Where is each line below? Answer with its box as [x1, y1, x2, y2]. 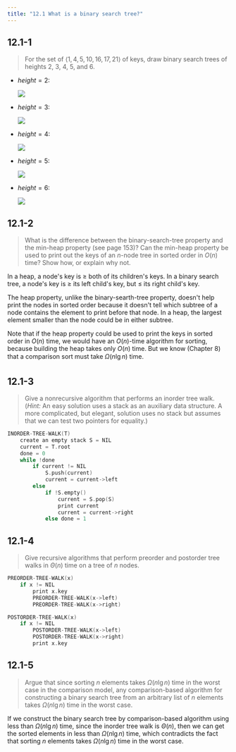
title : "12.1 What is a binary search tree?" [7, 10, 143, 18]
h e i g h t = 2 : [17, 76, 51, 85]
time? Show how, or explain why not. [24, 259, 132, 267]
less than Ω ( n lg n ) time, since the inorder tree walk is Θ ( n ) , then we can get [7, 722, 225, 730]
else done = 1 [44, 515, 87, 522]
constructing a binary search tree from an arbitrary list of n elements [24, 693, 224, 701]
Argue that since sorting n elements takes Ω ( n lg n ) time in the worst [24, 678, 221, 686]
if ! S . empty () [44, 489, 87, 496]
